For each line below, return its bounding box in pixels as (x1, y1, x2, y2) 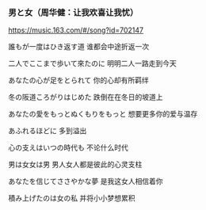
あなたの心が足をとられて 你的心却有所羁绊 (8, 75, 149, 85)
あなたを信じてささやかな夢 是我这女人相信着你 (8, 177, 163, 186)
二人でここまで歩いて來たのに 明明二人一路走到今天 (8, 59, 177, 68)
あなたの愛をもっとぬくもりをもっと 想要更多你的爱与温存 (8, 109, 198, 119)
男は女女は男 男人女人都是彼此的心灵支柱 (8, 160, 143, 170)
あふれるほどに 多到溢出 (8, 126, 87, 136)
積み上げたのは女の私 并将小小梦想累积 (8, 193, 135, 203)
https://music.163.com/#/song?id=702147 (8, 25, 144, 35)
